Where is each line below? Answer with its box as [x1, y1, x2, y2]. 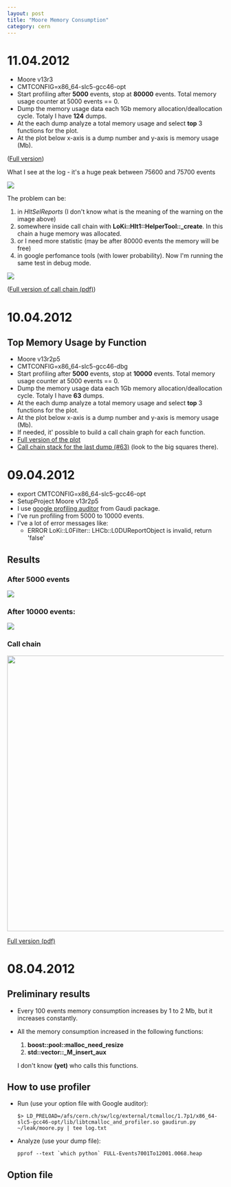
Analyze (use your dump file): [16, 1137, 101, 1145]
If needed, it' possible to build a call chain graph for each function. [16, 428, 206, 436]
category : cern [7, 23, 51, 30]
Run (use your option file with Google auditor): [16, 1099, 148, 1108]
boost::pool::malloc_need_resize [27, 1040, 124, 1048]
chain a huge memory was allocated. [16, 230, 122, 238]
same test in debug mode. [16, 259, 91, 267]
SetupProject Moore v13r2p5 [16, 497, 99, 505]
